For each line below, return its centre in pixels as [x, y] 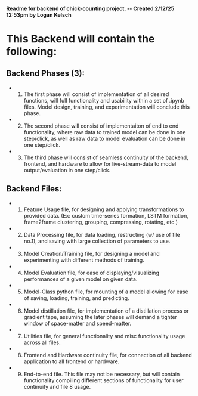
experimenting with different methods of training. [84, 260]
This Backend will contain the [81, 38]
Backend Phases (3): [46, 74]
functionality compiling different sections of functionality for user [103, 380]
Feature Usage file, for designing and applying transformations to [104, 209]
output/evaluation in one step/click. [67, 170]
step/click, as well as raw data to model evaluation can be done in [105, 138]
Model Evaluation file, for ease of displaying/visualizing [92, 273]
